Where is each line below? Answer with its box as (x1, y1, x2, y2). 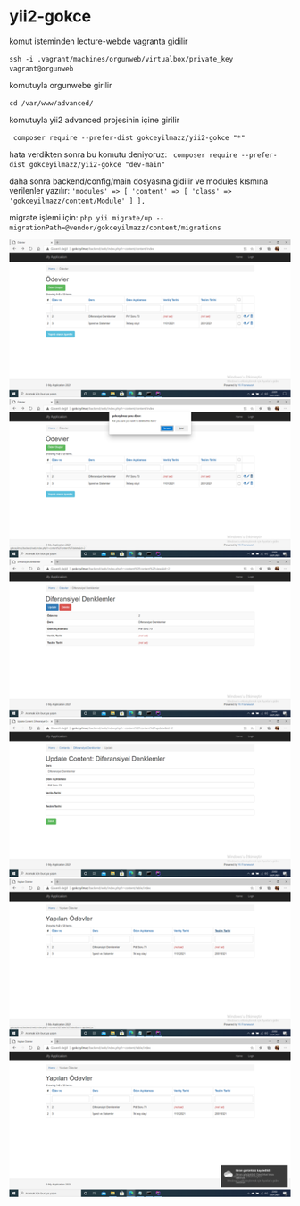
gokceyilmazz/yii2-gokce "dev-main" (29, 160, 166, 169)
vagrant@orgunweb (9, 64, 74, 73)
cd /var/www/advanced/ (9, 98, 94, 108)
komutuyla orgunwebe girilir (9, 79, 112, 90)
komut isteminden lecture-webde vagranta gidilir (9, 36, 188, 46)
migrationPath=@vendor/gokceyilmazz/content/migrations (9, 223, 221, 232)
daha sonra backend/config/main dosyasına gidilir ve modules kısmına (9, 176, 269, 187)
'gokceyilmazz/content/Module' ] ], (9, 196, 146, 205)
